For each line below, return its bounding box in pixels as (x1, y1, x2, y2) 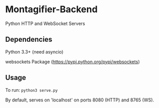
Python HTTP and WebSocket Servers (5, 20, 85, 26)
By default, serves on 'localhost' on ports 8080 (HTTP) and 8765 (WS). (5, 97, 154, 103)
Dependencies (5, 35, 52, 44)
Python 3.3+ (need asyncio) (5, 48, 63, 55)
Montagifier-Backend (5, 4, 98, 15)
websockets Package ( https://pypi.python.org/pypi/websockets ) (5, 59, 140, 65)
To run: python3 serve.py (5, 87, 58, 93)
